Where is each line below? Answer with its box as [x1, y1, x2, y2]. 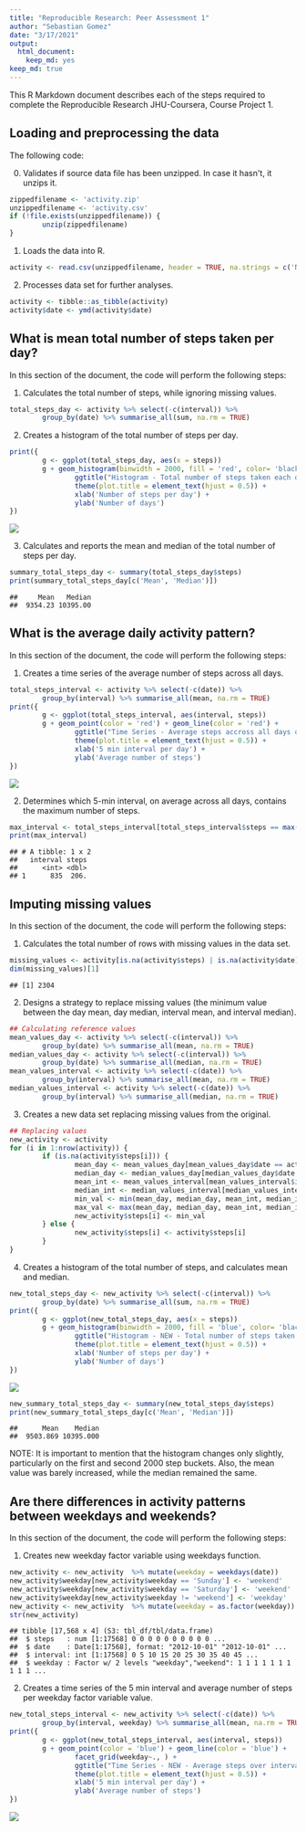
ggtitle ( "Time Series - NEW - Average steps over [74, 1761, 267, 1770]
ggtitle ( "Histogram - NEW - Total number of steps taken [74, 1331, 296, 1341]
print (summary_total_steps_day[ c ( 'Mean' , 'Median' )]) [9, 576, 219, 585]
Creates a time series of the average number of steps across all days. [22, 668, 284, 679]
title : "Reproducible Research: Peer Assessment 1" [9, 13, 209, 23]
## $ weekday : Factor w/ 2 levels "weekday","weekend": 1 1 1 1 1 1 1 [9, 1658, 291, 1668]
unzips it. [22, 177, 57, 188]
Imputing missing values [9, 896, 152, 911]
